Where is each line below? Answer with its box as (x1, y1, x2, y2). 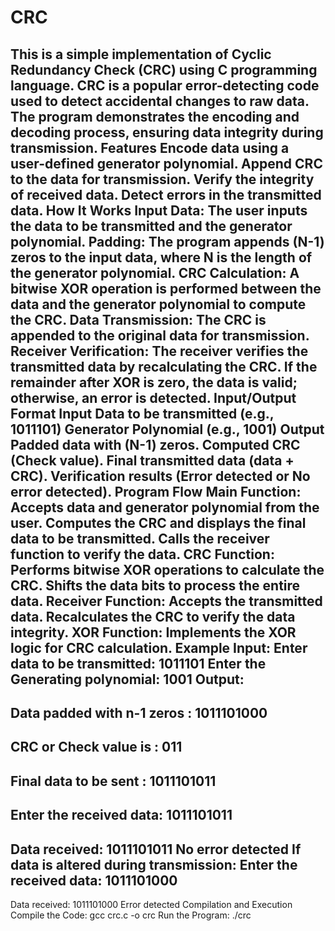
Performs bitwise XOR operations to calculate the (10, 561, 325, 578)
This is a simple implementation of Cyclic (10, 46, 272, 63)
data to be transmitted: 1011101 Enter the (10, 655, 267, 672)
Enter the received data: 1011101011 (10, 807, 233, 824)
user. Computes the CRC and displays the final (10, 514, 307, 531)
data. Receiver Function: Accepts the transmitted (10, 592, 323, 610)
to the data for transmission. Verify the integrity (10, 171, 315, 188)
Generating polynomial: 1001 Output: (10, 671, 245, 688)
